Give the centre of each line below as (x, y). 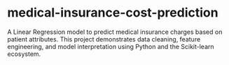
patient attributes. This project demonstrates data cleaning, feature (104, 39)
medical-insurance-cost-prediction (113, 13)
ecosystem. (24, 54)
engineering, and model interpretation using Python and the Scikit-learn (111, 46)
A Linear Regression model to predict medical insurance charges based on (115, 32)
